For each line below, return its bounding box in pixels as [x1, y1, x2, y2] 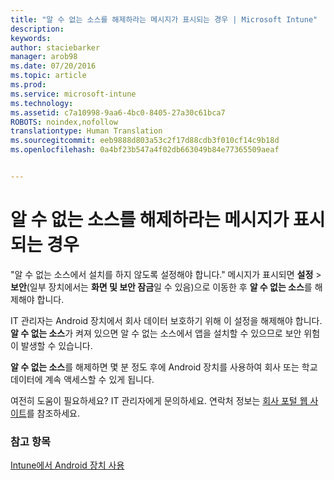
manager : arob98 [10, 52, 78, 62]
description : [10, 24, 65, 34]
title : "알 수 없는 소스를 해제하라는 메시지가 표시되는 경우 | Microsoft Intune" [10, 14, 318, 25]
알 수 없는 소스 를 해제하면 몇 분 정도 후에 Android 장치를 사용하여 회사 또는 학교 [10, 361, 318, 373]
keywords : [10, 33, 52, 43]
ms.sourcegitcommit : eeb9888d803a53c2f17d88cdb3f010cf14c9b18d [10, 136, 280, 146]
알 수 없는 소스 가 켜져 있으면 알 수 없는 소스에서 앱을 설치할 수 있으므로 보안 [10, 327, 302, 339]
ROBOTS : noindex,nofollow [10, 117, 118, 127]
